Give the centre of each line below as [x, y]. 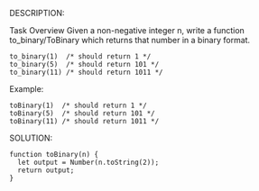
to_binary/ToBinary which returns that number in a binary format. [130, 40]
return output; [46, 170]
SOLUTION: [31, 138]
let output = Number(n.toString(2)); [88, 162]
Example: [27, 89]
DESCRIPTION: [37, 13]
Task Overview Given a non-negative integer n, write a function [127, 30]
